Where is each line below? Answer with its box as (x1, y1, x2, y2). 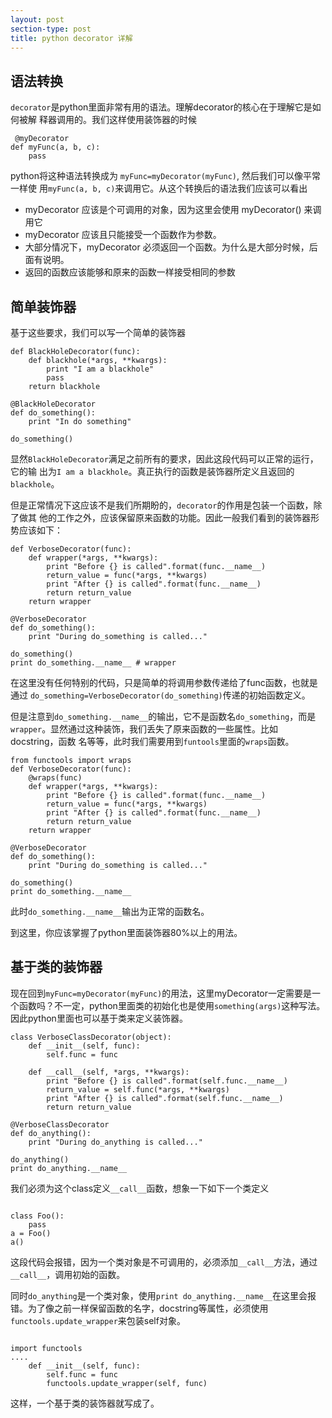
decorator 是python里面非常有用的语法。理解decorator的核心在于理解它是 (10, 101, 313, 113)
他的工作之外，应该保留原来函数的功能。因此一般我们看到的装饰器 (38, 512, 311, 523)
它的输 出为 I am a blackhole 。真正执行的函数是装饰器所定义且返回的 (10, 466, 295, 477)
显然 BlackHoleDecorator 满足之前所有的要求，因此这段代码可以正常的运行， (10, 453, 319, 465)
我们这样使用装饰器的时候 (91, 114, 197, 126)
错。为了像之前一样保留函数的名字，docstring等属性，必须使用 (10, 1302, 269, 1314)
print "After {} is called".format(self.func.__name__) (46, 1093, 284, 1103)
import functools (10, 1343, 83, 1353)
